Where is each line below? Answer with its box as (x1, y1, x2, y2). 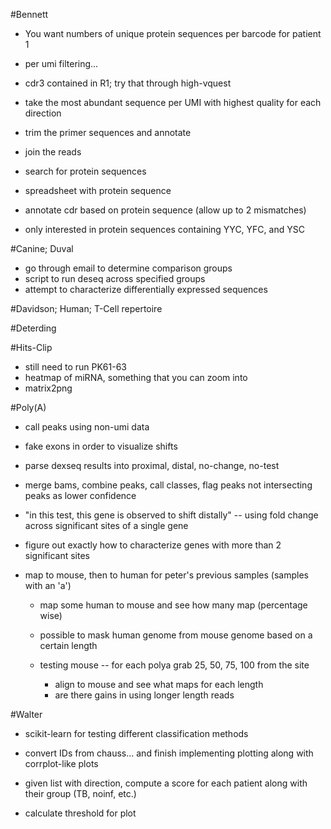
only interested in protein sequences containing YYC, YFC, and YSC (24, 224, 305, 235)
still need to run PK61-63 (24, 361, 128, 373)
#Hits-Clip (10, 342, 53, 353)
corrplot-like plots (24, 758, 99, 769)
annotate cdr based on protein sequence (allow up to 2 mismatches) (24, 204, 307, 216)
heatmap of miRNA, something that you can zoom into (24, 372, 248, 383)
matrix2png (24, 382, 73, 394)
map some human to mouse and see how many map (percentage (39, 599, 308, 611)
